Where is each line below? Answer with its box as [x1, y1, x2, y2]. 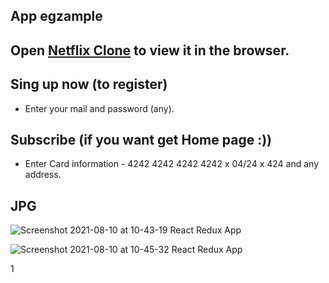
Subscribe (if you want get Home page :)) [10, 131, 272, 148]
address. [24, 169, 62, 181]
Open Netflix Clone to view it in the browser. [10, 42, 290, 59]
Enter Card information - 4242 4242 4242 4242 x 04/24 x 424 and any [24, 158, 320, 170]
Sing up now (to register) [10, 76, 168, 93]
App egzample [10, 8, 103, 25]
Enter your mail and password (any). [24, 102, 175, 114]
